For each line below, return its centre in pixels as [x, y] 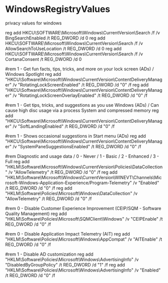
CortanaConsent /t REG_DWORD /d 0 [43, 59]
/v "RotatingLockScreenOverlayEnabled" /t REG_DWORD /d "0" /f [80, 95]
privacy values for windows [33, 23]
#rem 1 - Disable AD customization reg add [49, 254]
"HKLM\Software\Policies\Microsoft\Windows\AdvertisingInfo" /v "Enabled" [83, 270]
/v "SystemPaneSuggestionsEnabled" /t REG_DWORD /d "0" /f [77, 146]
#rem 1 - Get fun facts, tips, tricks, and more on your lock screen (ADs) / [79, 69]
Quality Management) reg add [36, 214]
